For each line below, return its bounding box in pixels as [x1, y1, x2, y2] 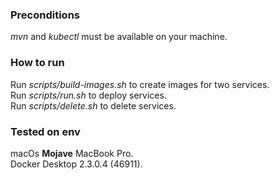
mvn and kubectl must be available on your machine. [10, 31, 228, 43]
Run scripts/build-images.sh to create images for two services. [10, 78, 270, 90]
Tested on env [10, 124, 81, 138]
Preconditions [10, 8, 81, 22]
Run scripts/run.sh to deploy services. [10, 89, 167, 101]
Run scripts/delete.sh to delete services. [10, 99, 177, 112]
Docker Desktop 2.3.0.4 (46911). [10, 158, 143, 170]
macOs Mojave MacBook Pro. [10, 147, 134, 159]
